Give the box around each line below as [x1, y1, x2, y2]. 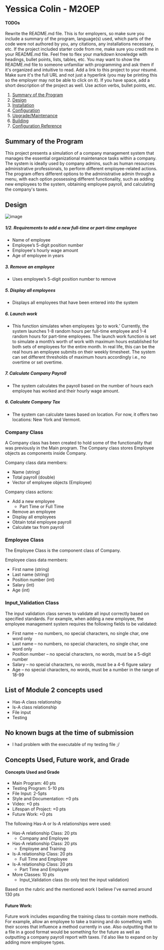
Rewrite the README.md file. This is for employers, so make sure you [5, 31, 145, 37]
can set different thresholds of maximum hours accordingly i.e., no [12, 354, 146, 360]
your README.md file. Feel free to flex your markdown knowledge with [5, 51, 148, 57]
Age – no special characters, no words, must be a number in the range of [12, 667, 159, 672]
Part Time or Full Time [19, 504, 64, 509]
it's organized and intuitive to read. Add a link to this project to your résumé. [5, 67, 158, 73]
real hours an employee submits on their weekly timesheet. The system [12, 349, 156, 355]
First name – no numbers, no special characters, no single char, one [12, 630, 149, 636]
